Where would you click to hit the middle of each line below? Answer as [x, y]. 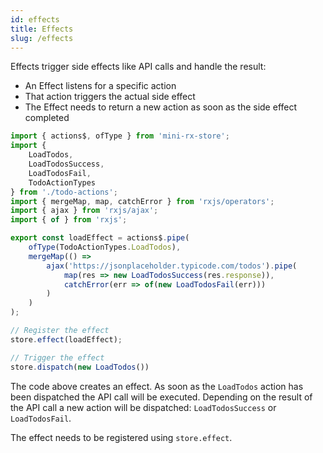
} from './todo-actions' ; [64, 192]
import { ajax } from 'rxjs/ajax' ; [84, 211]
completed [47, 118]
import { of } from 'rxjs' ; [69, 220]
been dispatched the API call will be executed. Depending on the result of [161, 397]
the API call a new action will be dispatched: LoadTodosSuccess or [143, 407]
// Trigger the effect [57, 357]
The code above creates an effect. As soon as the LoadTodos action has [157, 386]
